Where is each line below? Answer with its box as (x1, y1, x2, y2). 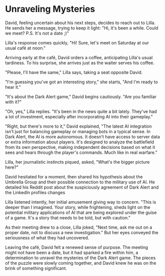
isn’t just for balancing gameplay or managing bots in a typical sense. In (5, 128, 151, 134)
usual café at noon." (5, 45, 46, 51)
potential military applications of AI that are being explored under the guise (5, 209, 157, 215)
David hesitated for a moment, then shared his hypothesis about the (5, 173, 143, 179)
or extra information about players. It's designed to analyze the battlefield (5, 139, 154, 145)
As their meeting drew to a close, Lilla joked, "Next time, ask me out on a (5, 224, 153, 230)
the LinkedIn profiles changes (5, 189, 66, 195)
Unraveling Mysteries (5, 3, 95, 15)
